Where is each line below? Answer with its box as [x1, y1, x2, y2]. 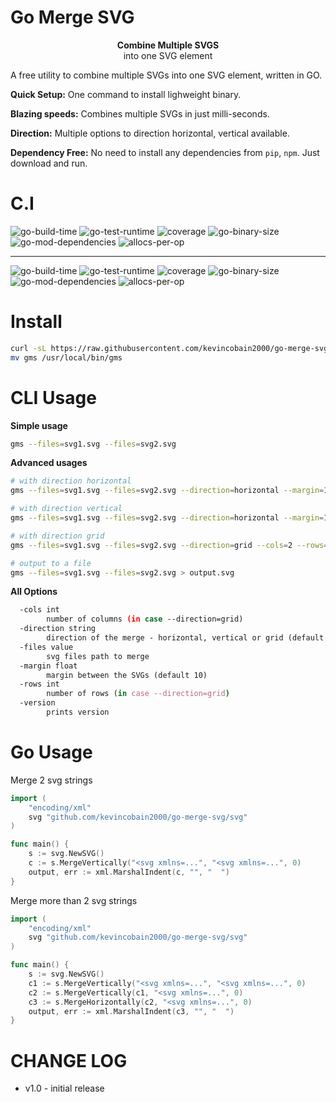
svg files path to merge [46, 651, 150, 661]
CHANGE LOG [10, 1049, 128, 1072]
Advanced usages [10, 457, 88, 469]
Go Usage [10, 741, 93, 764]
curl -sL [10, 343, 47, 353]
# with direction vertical [10, 504, 123, 514]
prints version [46, 707, 110, 717]
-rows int [19, 679, 60, 690]
